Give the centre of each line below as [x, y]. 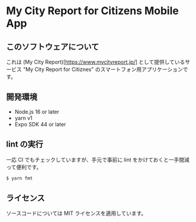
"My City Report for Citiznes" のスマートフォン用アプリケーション [103, 69]
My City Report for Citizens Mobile [92, 11]
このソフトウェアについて [53, 46]
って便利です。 [24, 167]
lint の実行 [25, 144]
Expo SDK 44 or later [40, 124]
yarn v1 [23, 118]
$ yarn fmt [19, 178]
